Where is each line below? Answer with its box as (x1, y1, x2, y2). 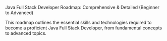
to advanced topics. (5, 30, 47, 36)
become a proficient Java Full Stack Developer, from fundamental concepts (5, 25, 162, 31)
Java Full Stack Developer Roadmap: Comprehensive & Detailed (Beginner (5, 5, 160, 10)
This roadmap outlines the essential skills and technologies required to (5, 20, 152, 25)
